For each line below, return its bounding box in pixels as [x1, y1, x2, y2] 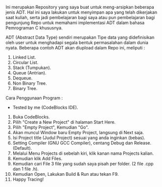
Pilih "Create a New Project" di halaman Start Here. [12, 119, 116, 125]
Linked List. [12, 54, 36, 60]
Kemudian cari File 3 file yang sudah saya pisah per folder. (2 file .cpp [12, 161, 154, 166]
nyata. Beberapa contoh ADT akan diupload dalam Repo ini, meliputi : [5, 45, 145, 50]
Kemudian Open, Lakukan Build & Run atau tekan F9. [12, 171, 119, 177]
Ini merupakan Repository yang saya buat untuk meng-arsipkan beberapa [5, 4, 154, 10]
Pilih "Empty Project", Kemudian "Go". [12, 124, 89, 130]
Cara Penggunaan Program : [5, 95, 63, 101]
